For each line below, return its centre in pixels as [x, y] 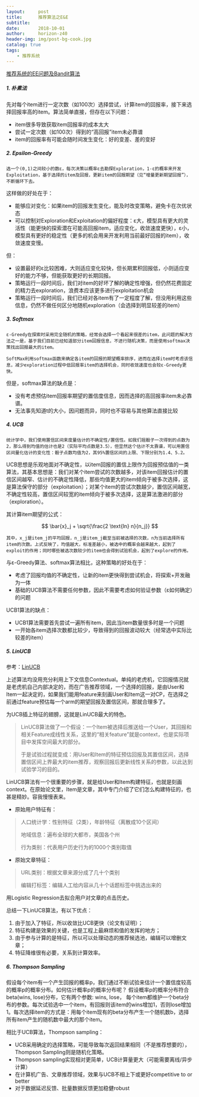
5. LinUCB [19, 652]
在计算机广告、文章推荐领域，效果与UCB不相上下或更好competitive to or [104, 1074]
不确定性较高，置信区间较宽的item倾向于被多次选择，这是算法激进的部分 [95, 494]
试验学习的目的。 [42, 769]
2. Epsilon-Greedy [29, 153]
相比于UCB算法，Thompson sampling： [55, 1032]
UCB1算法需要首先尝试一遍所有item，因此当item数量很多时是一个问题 [99, 622]
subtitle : [18, 23]
